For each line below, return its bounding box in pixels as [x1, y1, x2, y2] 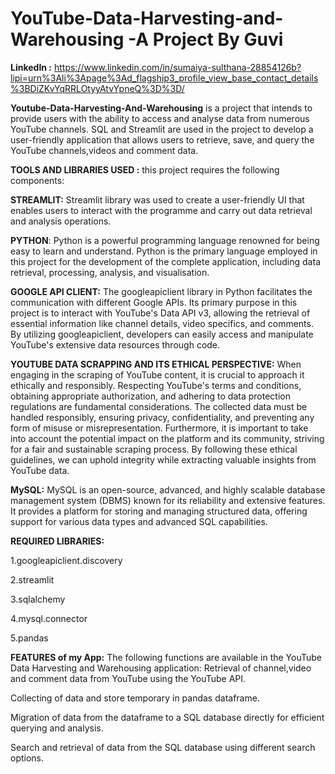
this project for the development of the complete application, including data [10, 255, 321, 267]
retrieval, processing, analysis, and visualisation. [10, 266, 210, 278]
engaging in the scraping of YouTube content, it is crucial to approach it [10, 368, 305, 381]
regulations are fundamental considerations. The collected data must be [10, 400, 308, 412]
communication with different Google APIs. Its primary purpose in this [10, 296, 298, 308]
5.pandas [10, 632, 49, 644]
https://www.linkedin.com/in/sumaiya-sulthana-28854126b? [53, 61, 302, 73]
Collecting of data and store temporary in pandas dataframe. [10, 692, 260, 704]
